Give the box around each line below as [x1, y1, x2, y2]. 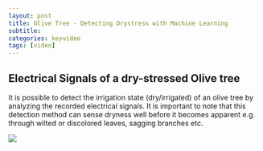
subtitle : [8, 27, 42, 35]
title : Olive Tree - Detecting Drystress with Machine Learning [8, 19, 228, 27]
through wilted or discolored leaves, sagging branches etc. [8, 118, 203, 128]
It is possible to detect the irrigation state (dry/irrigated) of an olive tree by [8, 92, 254, 102]
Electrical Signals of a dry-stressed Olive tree [8, 71, 240, 85]
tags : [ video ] [8, 42, 56, 50]
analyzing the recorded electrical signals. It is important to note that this [8, 101, 247, 111]
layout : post [8, 11, 52, 20]
